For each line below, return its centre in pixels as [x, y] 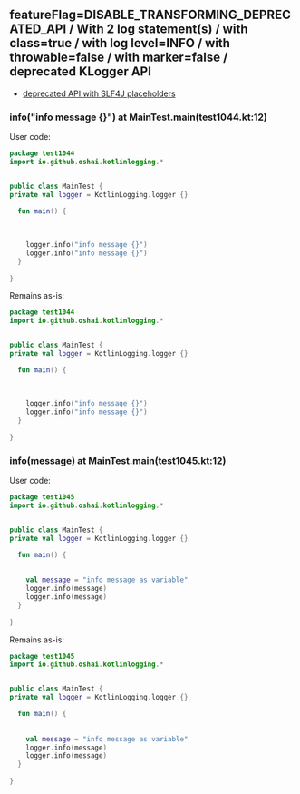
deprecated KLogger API [81, 72]
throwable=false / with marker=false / [119, 58]
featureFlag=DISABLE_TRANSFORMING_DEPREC [150, 15]
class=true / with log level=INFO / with [120, 43]
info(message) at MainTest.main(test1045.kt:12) [118, 460]
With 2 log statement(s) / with [162, 29]
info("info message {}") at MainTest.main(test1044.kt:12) [138, 117]
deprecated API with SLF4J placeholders [99, 93]
